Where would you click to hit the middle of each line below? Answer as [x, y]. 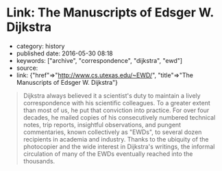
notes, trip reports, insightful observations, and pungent [102, 124]
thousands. [39, 161]
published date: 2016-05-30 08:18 [65, 53]
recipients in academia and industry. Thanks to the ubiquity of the [116, 139]
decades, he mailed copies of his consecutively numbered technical [119, 117]
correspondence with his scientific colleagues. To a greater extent [116, 103]
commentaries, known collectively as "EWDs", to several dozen [112, 132]
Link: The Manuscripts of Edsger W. [110, 13]
